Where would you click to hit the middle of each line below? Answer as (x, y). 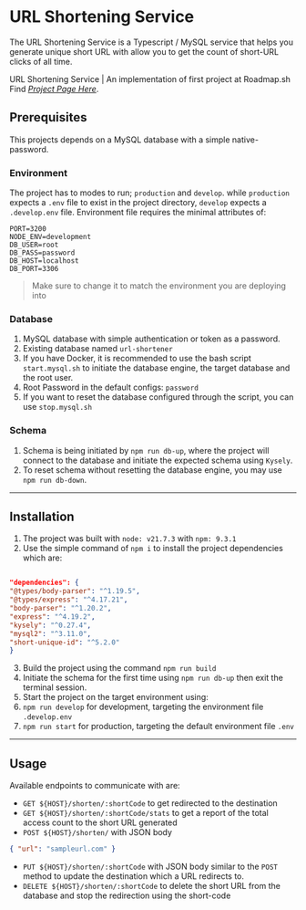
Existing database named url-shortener (97, 349)
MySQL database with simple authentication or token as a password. (151, 339)
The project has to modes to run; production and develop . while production (149, 193)
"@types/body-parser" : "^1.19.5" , (75, 591)
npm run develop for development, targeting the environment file (143, 707)
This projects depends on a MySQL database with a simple (120, 140)
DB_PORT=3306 (34, 269)
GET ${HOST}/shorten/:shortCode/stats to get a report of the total (145, 813)
